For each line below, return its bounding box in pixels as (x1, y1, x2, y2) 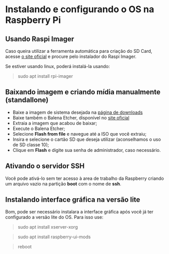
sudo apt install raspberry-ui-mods (17, 234, 91, 240)
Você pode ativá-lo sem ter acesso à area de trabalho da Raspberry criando (5, 175, 164, 181)
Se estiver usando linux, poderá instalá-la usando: (5, 63, 110, 69)
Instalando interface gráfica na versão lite (5, 196, 141, 204)
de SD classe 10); (12, 141, 49, 148)
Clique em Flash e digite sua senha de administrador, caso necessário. (12, 147, 161, 153)
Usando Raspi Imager (5, 35, 75, 43)
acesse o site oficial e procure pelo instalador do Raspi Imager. (5, 53, 137, 59)
